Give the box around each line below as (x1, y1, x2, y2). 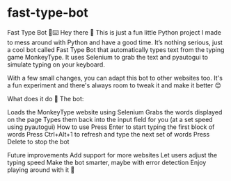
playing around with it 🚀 (7, 165, 75, 174)
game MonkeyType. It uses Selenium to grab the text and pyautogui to (7, 53, 209, 61)
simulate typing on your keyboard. (7, 60, 106, 69)
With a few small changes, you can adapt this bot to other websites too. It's (7, 74, 223, 82)
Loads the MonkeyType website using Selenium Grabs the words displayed (7, 107, 223, 116)
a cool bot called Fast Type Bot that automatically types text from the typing (7, 45, 225, 53)
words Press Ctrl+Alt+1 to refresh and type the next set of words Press (7, 130, 210, 138)
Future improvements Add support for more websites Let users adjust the (7, 150, 218, 159)
